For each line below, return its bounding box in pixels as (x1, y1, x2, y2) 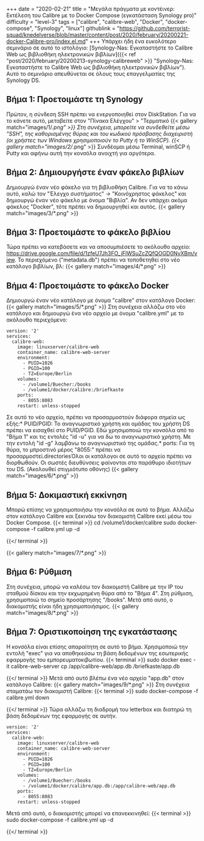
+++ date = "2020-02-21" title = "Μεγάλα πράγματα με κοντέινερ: (6, 6, 175, 12)
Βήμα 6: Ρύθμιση (6, 567, 72, 577)
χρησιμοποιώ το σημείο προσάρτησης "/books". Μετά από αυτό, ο (6, 596, 174, 603)
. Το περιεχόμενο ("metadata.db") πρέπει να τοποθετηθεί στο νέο (14, 256, 180, 263)
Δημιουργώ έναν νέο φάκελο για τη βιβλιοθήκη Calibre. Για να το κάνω (6, 183, 188, 191)
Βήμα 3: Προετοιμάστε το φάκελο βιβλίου (6, 227, 171, 238)
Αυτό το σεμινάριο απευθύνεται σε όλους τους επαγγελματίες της (6, 70, 175, 77)
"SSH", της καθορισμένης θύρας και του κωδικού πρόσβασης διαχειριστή (6, 130, 193, 137)
